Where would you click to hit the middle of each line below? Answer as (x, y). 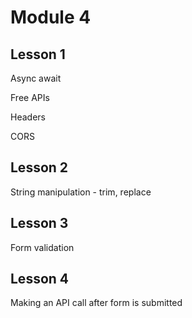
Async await (36, 78)
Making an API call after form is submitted (96, 303)
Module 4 (51, 17)
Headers (28, 117)
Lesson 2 (39, 167)
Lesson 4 (40, 279)
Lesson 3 (39, 223)
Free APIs (30, 97)
